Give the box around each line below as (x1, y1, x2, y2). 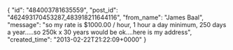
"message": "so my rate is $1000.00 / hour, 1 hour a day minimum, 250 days (7, 21, 227, 28)
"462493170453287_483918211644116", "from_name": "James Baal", (7, 13, 204, 22)
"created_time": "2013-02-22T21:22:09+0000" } (7, 35, 147, 44)
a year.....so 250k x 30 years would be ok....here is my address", (7, 28, 192, 36)
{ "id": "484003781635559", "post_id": (7, 6, 118, 14)
